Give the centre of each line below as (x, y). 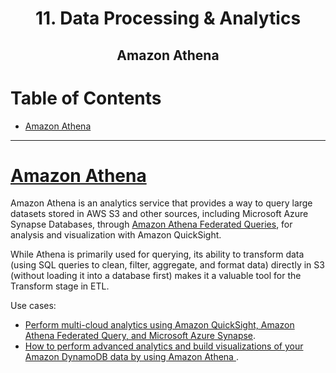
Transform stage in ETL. (60, 286)
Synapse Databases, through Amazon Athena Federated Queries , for (151, 224)
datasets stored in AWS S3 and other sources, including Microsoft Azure (159, 214)
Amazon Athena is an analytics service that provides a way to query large (161, 203)
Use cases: (33, 306)
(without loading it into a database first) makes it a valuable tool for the (156, 276)
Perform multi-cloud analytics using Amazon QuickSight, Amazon (159, 325)
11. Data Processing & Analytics (168, 18)
